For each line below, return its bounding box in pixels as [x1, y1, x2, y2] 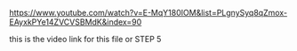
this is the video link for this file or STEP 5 [9, 34, 162, 44]
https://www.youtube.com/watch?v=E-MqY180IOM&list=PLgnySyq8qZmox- [9, 8, 287, 18]
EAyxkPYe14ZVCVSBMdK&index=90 [9, 17, 142, 27]
